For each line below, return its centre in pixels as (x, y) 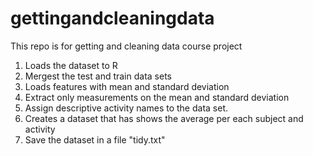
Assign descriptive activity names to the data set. (126, 108)
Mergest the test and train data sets (98, 76)
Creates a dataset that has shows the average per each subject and (164, 118)
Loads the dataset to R (71, 65)
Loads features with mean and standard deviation (127, 86)
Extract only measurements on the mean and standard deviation (157, 97)
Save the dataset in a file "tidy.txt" (95, 139)
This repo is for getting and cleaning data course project (126, 46)
